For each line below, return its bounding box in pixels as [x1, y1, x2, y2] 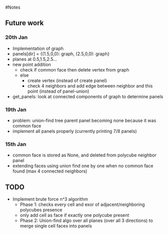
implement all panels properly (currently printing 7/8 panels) [12, 128, 137, 134]
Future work [5, 19, 44, 27]
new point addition [12, 61, 51, 67]
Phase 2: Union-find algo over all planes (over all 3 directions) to [20, 217, 153, 223]
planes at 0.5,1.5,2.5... [12, 56, 57, 62]
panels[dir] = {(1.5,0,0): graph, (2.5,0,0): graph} [12, 50, 110, 57]
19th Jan [5, 106, 27, 113]
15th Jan [5, 140, 27, 147]
